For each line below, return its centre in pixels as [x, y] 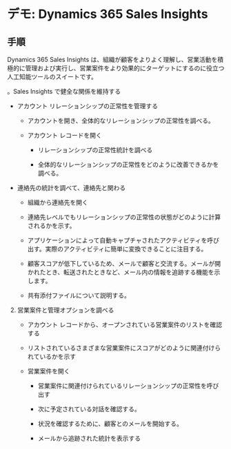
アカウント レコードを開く [64, 135]
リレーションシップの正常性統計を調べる [95, 150]
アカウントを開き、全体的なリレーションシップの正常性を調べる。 [121, 121]
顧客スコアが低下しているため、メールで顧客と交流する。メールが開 [124, 263]
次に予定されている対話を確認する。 [89, 409]
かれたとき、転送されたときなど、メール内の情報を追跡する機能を [121, 272]
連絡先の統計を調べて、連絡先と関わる [71, 188]
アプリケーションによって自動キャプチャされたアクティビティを [117, 240]
